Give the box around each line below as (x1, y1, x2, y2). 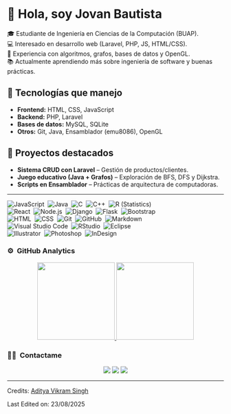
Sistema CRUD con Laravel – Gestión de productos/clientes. (16, 165, 189, 174)
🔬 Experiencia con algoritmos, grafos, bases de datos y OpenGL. (7, 50, 190, 58)
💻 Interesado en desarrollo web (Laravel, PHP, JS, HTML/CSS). (7, 39, 188, 47)
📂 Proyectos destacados (7, 147, 114, 159)
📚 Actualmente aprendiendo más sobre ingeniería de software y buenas (7, 57, 213, 65)
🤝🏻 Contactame (7, 350, 62, 360)
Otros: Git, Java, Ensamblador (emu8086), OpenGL (16, 127, 163, 135)
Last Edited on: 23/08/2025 (7, 400, 85, 408)
